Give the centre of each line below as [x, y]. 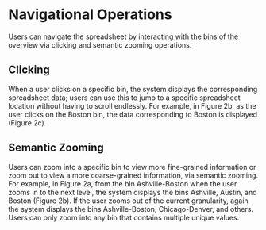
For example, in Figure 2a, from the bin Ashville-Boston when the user [123, 183]
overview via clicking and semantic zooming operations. [100, 44]
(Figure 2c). [27, 123]
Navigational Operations [90, 15]
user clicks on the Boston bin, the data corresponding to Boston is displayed [133, 114]
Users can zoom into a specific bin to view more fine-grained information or [132, 167]
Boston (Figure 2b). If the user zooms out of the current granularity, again [128, 201]
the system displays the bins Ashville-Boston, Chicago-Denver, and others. [131, 209]
